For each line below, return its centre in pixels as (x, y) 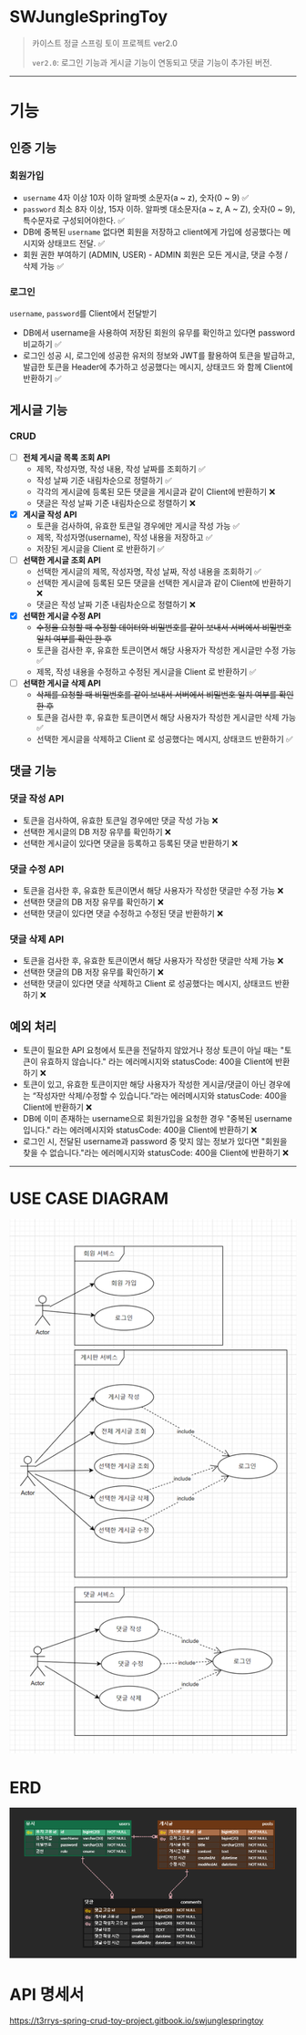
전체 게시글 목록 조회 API (66, 457)
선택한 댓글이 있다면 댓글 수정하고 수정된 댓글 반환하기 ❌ (123, 914)
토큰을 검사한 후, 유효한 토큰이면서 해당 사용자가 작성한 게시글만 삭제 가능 (166, 718)
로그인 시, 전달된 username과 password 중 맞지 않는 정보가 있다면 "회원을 (155, 1141)
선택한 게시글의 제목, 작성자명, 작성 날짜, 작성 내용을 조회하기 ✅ (148, 571)
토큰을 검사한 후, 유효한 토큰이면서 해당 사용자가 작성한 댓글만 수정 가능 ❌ (153, 891)
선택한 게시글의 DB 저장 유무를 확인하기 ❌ (97, 832)
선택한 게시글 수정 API (62, 615)
